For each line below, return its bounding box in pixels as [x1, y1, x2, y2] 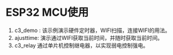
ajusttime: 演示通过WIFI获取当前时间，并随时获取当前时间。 [14, 34, 163, 41]
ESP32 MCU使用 [5, 5, 89, 19]
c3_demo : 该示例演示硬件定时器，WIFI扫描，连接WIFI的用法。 [14, 27, 171, 34]
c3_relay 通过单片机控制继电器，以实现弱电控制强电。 [14, 42, 149, 49]
